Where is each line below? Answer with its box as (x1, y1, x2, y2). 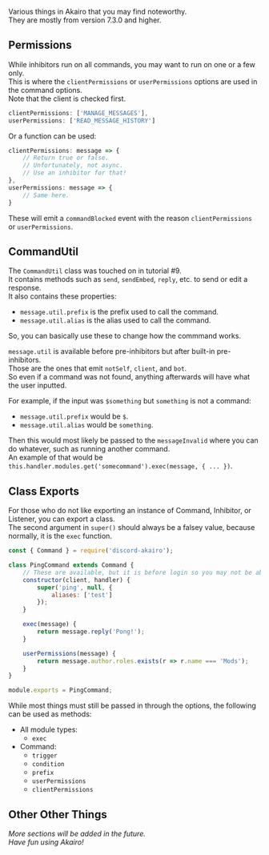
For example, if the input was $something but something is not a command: (8, 396, 251, 406)
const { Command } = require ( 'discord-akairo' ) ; (8, 547, 174, 555)
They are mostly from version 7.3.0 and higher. (8, 15, 162, 25)
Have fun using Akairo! (8, 837, 84, 847)
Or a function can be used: (8, 131, 97, 141)
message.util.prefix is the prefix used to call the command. (19, 307, 219, 317)
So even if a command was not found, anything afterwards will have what (8, 372, 251, 382)
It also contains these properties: (8, 291, 117, 301)
